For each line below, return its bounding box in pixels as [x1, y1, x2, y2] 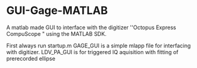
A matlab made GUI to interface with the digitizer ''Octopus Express [6, 24, 177, 31]
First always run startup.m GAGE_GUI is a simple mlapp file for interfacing [6, 42, 191, 49]
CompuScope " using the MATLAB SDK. [6, 30, 107, 37]
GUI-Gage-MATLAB [6, 4, 108, 18]
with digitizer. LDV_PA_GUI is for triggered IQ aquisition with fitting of [6, 48, 179, 55]
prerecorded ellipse [6, 55, 56, 62]
